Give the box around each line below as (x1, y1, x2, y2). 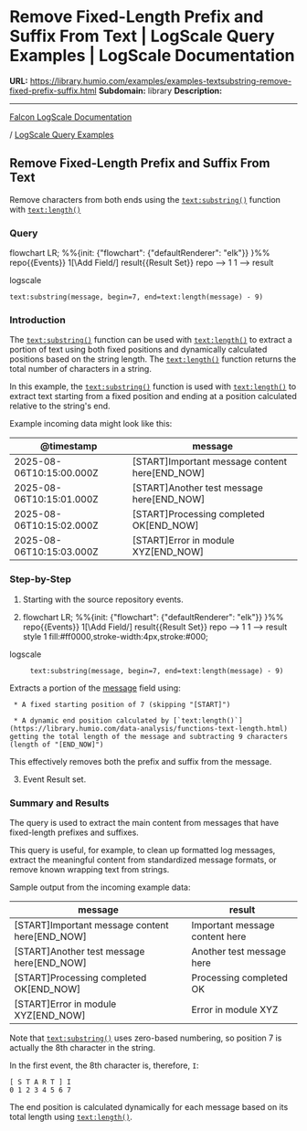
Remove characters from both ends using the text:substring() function (9, 194, 281, 205)
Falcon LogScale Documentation (9, 111, 132, 122)
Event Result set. (22, 774, 87, 785)
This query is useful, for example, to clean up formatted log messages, (9, 844, 276, 855)
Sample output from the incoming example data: (9, 882, 191, 893)
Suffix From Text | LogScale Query (9, 26, 276, 47)
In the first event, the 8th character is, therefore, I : (9, 1060, 199, 1071)
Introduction (9, 313, 66, 326)
